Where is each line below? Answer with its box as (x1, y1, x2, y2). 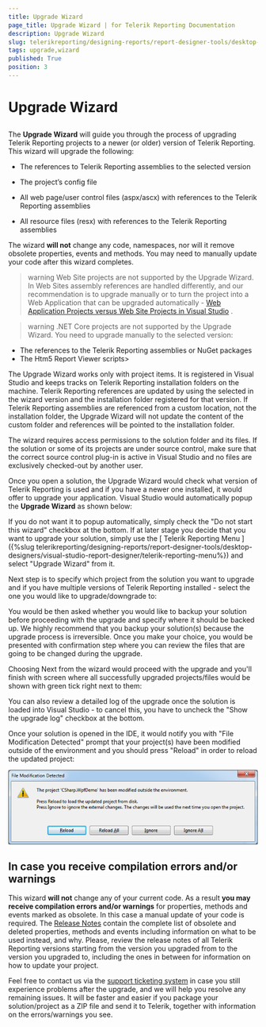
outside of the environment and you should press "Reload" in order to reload (8, 746, 257, 755)
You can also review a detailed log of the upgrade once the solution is (8, 697, 236, 706)
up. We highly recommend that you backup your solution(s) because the (8, 624, 244, 633)
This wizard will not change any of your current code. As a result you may (8, 894, 251, 903)
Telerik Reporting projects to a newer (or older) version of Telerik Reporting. (8, 138, 256, 148)
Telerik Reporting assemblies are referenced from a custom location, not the (8, 403, 257, 413)
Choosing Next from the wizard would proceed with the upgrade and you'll (8, 664, 252, 674)
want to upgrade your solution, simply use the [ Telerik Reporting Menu (8, 534, 240, 543)
